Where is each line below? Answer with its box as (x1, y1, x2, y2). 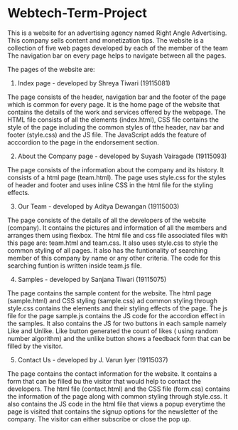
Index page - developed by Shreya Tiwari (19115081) (17, 78, 171, 87)
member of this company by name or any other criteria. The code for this (7, 253, 221, 262)
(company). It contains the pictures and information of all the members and (7, 223, 227, 232)
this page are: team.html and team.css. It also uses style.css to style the (7, 238, 219, 247)
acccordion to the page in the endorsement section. (7, 137, 160, 147)
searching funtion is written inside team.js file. (7, 261, 142, 270)
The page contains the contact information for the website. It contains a (7, 369, 217, 378)
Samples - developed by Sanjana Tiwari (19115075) (17, 275, 167, 283)
